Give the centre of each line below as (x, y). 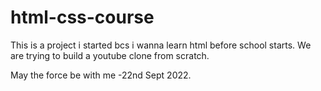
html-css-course (82, 17)
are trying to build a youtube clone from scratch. (110, 55)
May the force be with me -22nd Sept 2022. (101, 75)
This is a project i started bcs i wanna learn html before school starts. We (161, 45)
